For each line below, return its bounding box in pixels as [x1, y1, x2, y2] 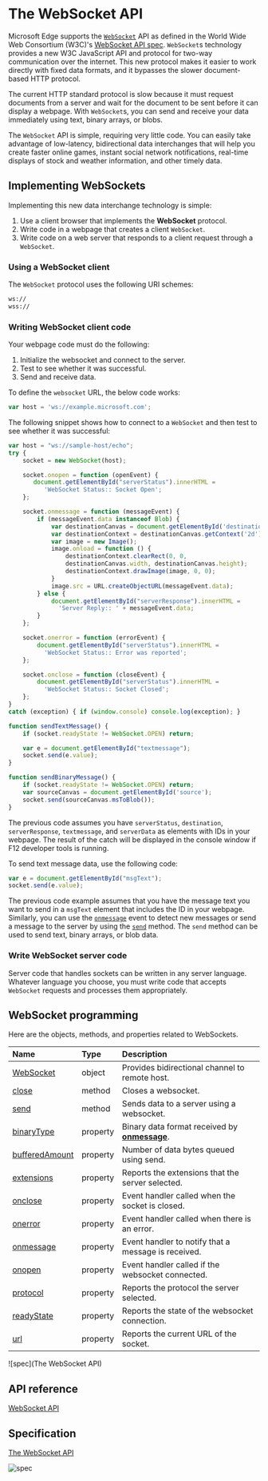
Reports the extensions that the [122, 1167, 239, 1178]
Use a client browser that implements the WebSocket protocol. [19, 215, 227, 225]
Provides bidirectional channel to [122, 1062, 245, 1074]
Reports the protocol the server [122, 1282, 239, 1294]
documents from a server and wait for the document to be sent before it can [8, 98, 258, 107]
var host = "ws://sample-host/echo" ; [8, 441, 134, 449]
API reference [8, 1382, 78, 1395]
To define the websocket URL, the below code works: [8, 387, 181, 397]
